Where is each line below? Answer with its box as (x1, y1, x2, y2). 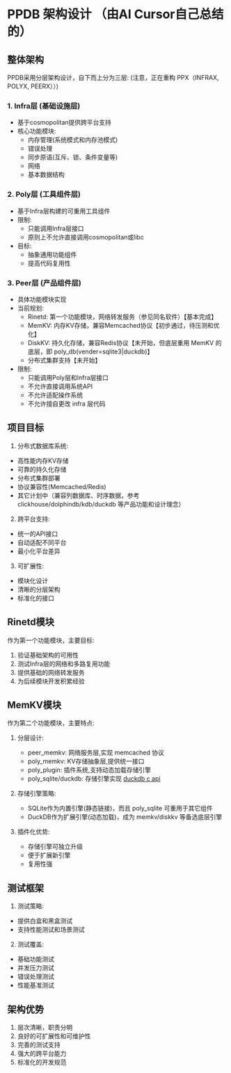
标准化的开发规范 (17, 1058, 67, 1066)
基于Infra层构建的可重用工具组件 (17, 207, 111, 215)
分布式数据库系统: (17, 441, 68, 450)
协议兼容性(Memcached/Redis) (17, 482, 106, 491)
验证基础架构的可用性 (17, 651, 79, 659)
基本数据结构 (27, 170, 65, 179)
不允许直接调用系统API (27, 382, 93, 390)
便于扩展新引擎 (27, 851, 71, 859)
